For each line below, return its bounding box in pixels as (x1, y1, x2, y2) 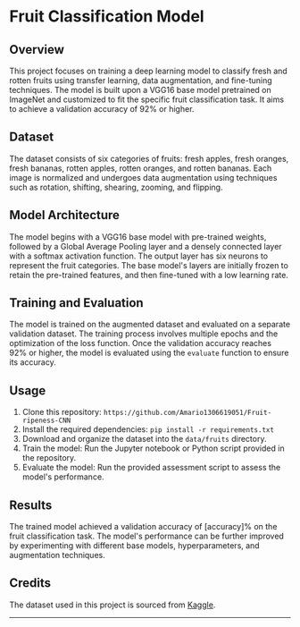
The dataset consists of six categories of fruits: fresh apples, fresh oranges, (9, 153, 289, 164)
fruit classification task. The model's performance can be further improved (9, 530, 284, 542)
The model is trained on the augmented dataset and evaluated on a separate (9, 319, 291, 330)
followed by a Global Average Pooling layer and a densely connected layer (9, 241, 283, 251)
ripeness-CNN (21, 416, 71, 426)
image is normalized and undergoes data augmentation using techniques (9, 172, 278, 182)
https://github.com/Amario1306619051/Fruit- (103, 409, 272, 418)
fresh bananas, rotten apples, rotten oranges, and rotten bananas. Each (9, 163, 272, 174)
